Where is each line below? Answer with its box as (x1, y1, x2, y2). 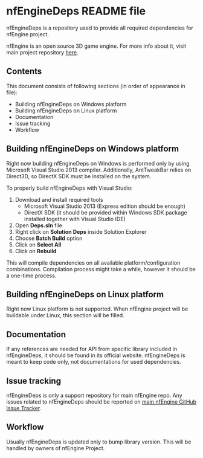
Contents (6, 66, 42, 77)
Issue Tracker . (6, 405, 42, 411)
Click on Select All (14, 240, 62, 248)
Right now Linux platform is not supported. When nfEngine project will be (6, 305, 188, 312)
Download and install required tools (14, 196, 104, 203)
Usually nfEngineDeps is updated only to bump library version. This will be (6, 438, 192, 445)
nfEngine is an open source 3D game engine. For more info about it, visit (6, 42, 187, 50)
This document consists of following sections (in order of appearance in (6, 82, 185, 89)
